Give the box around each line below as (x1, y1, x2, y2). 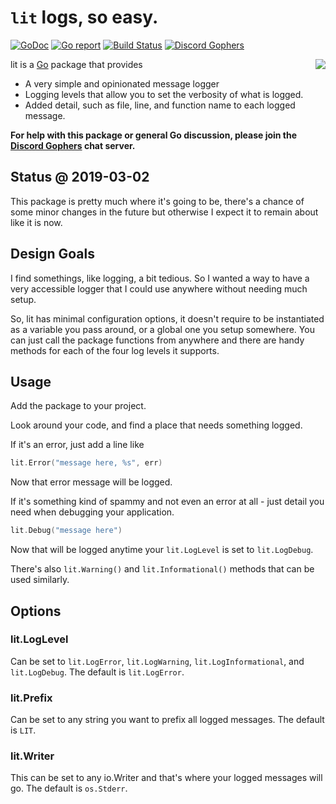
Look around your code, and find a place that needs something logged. (10, 419, 303, 431)
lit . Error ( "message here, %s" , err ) (10, 458, 163, 468)
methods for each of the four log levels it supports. (10, 344, 220, 356)
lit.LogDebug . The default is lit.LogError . (10, 666, 185, 678)
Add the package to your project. (10, 400, 147, 412)
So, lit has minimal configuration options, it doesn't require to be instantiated (10, 312, 325, 325)
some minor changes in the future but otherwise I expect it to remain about (10, 206, 319, 218)
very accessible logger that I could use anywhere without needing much (10, 282, 308, 295)
